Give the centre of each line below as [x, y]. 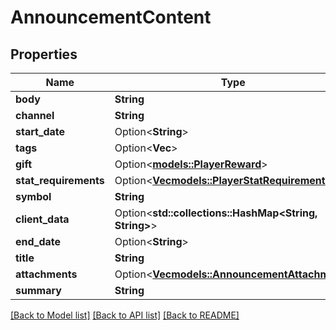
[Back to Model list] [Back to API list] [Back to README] [125, 315]
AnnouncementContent [111, 17]
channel [35, 115]
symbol [33, 196]
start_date [40, 131]
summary [38, 290]
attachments [46, 274]
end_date [38, 241]
